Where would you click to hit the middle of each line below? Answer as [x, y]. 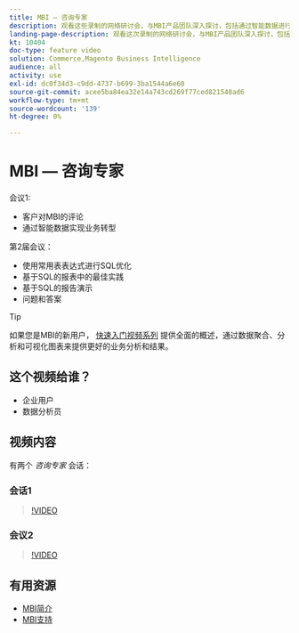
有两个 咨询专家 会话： [50, 465]
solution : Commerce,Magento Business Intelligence [105, 59]
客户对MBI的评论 [53, 217]
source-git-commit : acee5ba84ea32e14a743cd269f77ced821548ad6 [127, 92]
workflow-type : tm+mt [49, 100]
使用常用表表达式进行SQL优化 [77, 266]
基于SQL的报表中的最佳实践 [73, 277]
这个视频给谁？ [50, 377]
